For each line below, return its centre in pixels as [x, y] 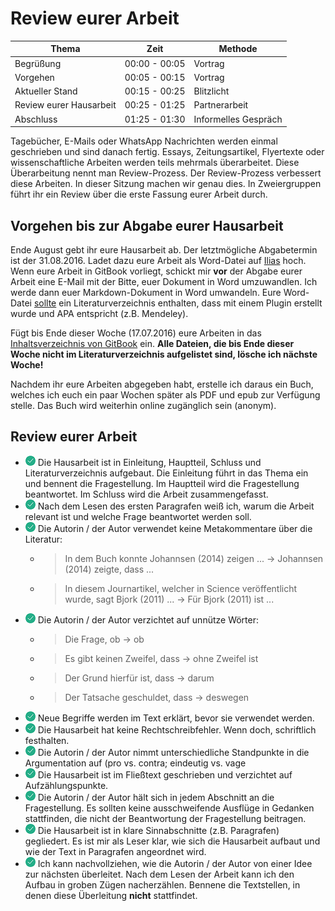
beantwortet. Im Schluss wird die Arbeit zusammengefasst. [146, 494]
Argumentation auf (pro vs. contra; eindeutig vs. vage [135, 763]
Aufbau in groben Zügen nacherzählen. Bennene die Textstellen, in [162, 884]
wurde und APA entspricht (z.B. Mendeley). [99, 313]
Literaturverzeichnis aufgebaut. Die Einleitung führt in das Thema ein [166, 473]
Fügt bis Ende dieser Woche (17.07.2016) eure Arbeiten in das [136, 333]
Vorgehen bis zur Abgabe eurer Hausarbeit [147, 225]
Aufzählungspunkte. [66, 785]
